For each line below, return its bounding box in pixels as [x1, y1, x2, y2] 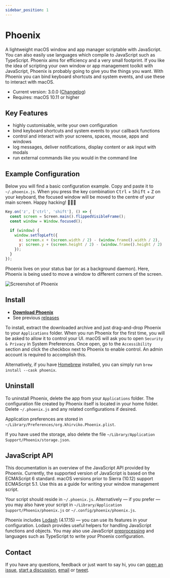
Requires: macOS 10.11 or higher [12, 94, 80, 100]
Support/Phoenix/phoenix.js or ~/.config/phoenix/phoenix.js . [5, 507, 137, 513]
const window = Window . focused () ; [10, 219, 83, 224]
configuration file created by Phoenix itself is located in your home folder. [5, 401, 159, 407]
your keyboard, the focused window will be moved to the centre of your [5, 194, 155, 200]
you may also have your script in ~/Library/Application [5, 502, 122, 508]
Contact [5, 548, 31, 557]
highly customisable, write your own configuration [12, 122, 118, 128]
